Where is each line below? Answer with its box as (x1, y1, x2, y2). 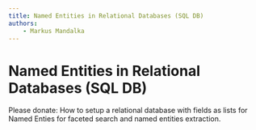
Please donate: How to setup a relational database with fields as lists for (8, 106, 248, 115)
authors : (8, 19, 38, 27)
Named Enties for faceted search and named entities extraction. (8, 114, 221, 124)
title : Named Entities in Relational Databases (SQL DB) (8, 11, 204, 20)
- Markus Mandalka (23, 27, 85, 35)
